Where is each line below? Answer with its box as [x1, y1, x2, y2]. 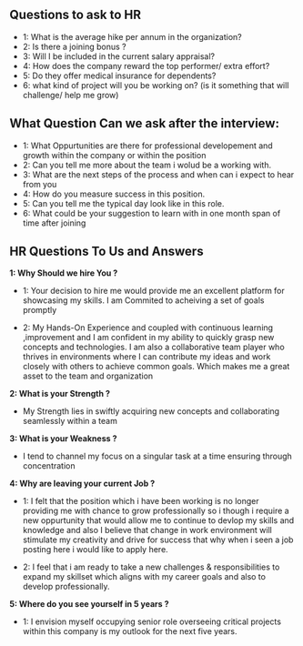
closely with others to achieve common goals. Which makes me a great [22, 361, 290, 372]
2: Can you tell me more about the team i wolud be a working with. [22, 159, 271, 170]
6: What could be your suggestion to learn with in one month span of [22, 207, 281, 218]
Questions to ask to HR [9, 7, 141, 23]
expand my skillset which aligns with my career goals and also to [22, 571, 267, 582]
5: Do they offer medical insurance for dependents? [22, 70, 217, 81]
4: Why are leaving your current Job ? [9, 478, 156, 490]
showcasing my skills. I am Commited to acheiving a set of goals [22, 295, 265, 306]
